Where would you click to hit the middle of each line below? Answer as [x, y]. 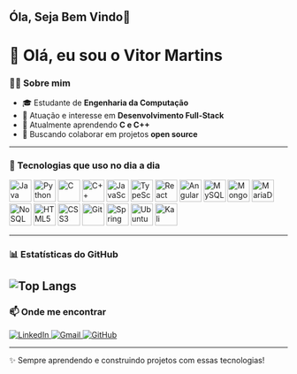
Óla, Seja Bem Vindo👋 [70, 17]
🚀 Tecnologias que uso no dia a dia [85, 165]
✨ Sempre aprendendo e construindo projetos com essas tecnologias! [137, 360]
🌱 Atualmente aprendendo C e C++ [86, 125]
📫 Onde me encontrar [58, 312]
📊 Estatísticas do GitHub [64, 255]
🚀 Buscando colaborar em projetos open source [110, 134]
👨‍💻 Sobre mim [40, 83]
